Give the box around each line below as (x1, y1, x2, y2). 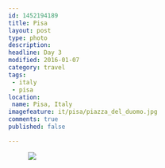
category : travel (8, 64, 66, 72)
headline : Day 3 (8, 49, 62, 57)
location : (8, 93, 41, 101)
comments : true (8, 115, 59, 123)
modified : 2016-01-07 (8, 57, 80, 64)
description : (8, 41, 52, 49)
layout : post (8, 26, 52, 34)
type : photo (8, 33, 48, 42)
